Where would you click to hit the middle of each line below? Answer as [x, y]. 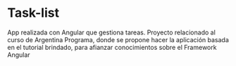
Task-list [33, 13]
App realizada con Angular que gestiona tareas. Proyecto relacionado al [112, 32]
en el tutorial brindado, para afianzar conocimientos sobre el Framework [112, 47]
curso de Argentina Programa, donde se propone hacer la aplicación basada [118, 39]
